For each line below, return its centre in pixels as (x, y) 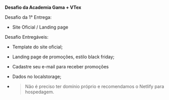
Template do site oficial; (37, 47)
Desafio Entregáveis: (27, 37)
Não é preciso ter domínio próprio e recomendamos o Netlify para (94, 86)
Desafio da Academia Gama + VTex (43, 7)
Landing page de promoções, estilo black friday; (63, 57)
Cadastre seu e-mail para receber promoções (60, 67)
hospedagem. (39, 92)
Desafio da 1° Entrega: (28, 17)
